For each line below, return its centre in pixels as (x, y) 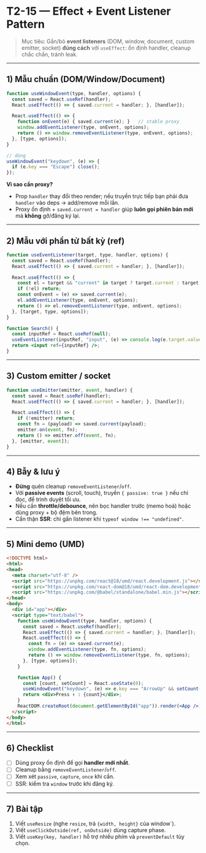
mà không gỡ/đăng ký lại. (48, 216)
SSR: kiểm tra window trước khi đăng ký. (65, 784)
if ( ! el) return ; (40, 289)
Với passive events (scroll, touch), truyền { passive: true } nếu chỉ (102, 493)
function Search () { (33, 328)
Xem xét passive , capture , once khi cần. (65, 776)
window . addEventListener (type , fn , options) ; (88, 649)
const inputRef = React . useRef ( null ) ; (62, 334)
